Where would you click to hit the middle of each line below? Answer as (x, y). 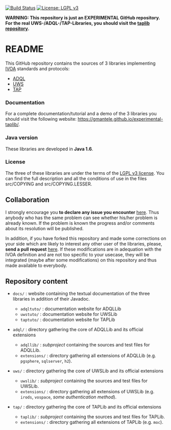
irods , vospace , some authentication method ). (68, 397)
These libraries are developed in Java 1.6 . (49, 149)
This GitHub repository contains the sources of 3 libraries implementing (80, 63)
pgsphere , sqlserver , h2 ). (46, 361)
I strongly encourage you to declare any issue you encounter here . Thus (82, 212)
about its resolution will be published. (44, 228)
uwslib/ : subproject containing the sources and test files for (84, 381)
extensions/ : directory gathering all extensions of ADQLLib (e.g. (88, 356)
